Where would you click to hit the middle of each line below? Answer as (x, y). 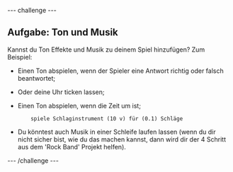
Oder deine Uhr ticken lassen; (61, 92)
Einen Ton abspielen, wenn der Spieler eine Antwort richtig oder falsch (121, 71)
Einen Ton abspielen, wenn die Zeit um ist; (79, 105)
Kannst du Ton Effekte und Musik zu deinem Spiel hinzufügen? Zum (106, 50)
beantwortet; (36, 78)
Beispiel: (20, 57)
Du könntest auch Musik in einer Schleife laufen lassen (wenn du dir (116, 132)
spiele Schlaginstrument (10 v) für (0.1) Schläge (107, 119)
